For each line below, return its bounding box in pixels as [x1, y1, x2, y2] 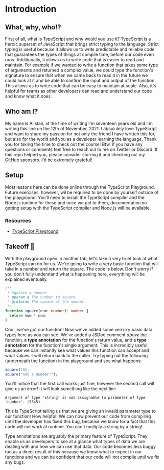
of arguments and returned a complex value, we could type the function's [5, 67, 154, 73]
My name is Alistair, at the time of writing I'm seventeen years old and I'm [5, 120, 153, 126]
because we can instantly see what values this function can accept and [5, 347, 149, 353]
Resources [5, 217, 31, 224]
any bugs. [5, 459, 25, 465]
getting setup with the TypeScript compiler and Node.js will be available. [5, 205, 151, 211]
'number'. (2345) [5, 399, 41, 405]
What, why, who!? [5, 23, 61, 31]
